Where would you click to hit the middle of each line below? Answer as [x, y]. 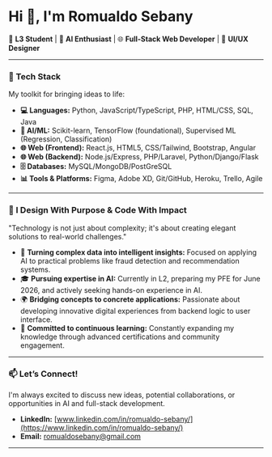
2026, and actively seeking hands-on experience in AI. [111, 290]
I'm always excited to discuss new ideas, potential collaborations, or [122, 395]
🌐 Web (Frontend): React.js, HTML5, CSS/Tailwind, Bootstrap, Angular [138, 148]
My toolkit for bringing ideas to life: [67, 94]
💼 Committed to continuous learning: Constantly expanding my [127, 328]
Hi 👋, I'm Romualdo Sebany [101, 17]
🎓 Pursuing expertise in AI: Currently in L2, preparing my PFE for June [140, 278]
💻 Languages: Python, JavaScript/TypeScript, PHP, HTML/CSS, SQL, [136, 110]
